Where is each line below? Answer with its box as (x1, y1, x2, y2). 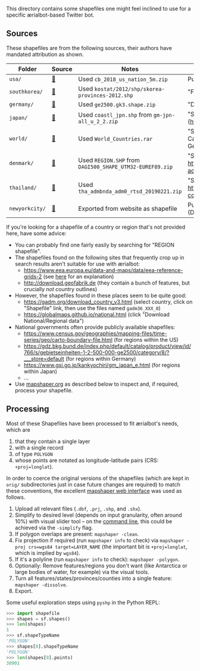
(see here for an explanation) (43, 273, 114, 280)
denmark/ (9, 160, 34, 166)
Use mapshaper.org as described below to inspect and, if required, (14, 380, 179, 388)
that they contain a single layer (14, 438, 90, 445)
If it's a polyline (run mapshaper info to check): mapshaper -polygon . (14, 555, 180, 563)
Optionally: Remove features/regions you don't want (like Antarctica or (14, 562, 187, 569)
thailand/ (9, 184, 37, 191)
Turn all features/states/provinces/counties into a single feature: (14, 575, 173, 582)
